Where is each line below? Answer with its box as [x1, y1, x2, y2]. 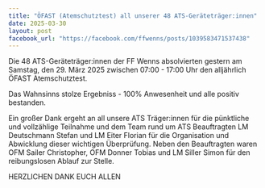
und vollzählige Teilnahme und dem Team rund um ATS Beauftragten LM [8, 122, 249, 132]
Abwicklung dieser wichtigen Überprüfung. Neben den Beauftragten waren [8, 139, 258, 149]
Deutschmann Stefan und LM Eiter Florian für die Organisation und [8, 131, 230, 140]
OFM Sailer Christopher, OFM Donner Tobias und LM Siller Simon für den [8, 148, 251, 157]
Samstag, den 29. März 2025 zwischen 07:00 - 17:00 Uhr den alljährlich [8, 65, 246, 75]
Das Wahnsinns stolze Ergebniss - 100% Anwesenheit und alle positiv [8, 90, 240, 99]
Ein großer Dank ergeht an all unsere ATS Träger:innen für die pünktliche [8, 114, 250, 123]
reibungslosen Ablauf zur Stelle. [8, 157, 114, 166]
